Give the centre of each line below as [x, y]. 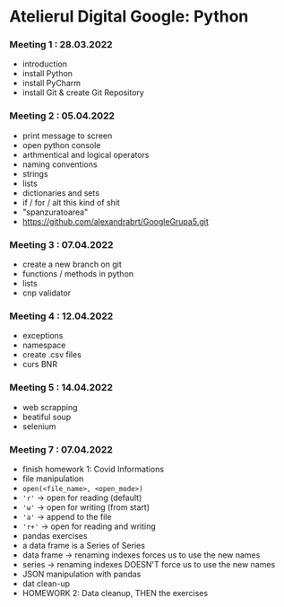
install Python [47, 74]
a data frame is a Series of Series [84, 545]
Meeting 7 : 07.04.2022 [61, 449]
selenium [39, 426]
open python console [61, 145]
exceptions [43, 336]
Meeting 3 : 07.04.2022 [61, 244]
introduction [44, 64]
